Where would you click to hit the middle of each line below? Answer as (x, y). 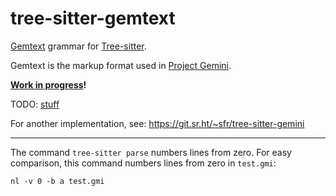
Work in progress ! (48, 84)
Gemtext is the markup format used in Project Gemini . (121, 65)
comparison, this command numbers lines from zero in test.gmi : (143, 163)
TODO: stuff (35, 104)
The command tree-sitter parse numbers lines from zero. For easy (151, 152)
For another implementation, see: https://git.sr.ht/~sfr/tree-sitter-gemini (157, 123)
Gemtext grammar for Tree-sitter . (78, 46)
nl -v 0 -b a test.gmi (57, 181)
